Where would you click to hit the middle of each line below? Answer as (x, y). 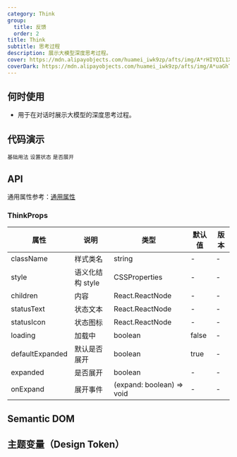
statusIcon (28, 322)
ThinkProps (28, 215)
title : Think (26, 40)
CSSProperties (138, 277)
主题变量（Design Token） (66, 445)
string (123, 259)
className (29, 259)
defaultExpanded (39, 354)
